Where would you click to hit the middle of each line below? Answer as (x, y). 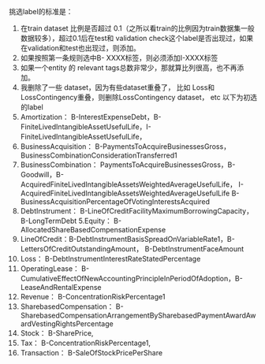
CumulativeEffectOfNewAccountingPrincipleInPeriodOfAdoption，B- (131, 279)
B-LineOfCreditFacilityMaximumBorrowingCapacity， (166, 211)
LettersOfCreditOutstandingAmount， (82, 249)
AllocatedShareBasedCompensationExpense (93, 230)
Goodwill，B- (42, 175)
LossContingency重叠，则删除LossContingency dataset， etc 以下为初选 (138, 97)
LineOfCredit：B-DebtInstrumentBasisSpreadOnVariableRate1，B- (127, 239)
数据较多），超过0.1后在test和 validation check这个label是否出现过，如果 (137, 38)
